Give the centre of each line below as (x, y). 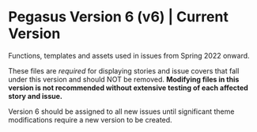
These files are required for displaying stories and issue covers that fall (124, 70)
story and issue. (36, 96)
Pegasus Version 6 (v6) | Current (119, 17)
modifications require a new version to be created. (90, 119)
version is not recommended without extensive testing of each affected (128, 88)
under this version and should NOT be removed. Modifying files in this (124, 79)
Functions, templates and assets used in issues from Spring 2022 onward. (129, 55)
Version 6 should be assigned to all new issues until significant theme (121, 111)
